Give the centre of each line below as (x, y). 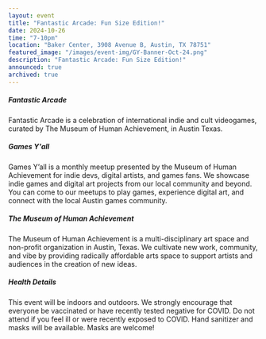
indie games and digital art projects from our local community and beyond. (130, 183)
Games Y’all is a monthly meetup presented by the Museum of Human (122, 167)
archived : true (33, 75)
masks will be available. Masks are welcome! (81, 327)
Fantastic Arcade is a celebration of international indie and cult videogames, (133, 120)
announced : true (35, 67)
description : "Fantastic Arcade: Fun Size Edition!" (97, 60)
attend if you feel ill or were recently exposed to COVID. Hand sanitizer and (131, 319)
